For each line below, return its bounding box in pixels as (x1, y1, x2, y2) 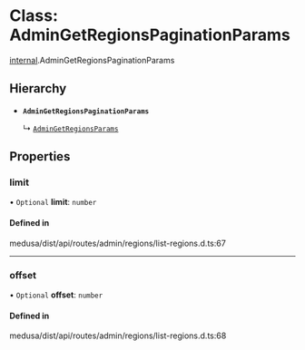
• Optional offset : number (9, 289, 103, 300)
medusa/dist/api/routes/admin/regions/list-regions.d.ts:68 (9, 330, 227, 341)
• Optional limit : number (9, 197, 97, 208)
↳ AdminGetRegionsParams (22, 122, 119, 133)
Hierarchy (9, 81, 67, 96)
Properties (9, 149, 71, 164)
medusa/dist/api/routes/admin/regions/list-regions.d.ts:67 (9, 238, 227, 248)
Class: (9, 5, 59, 26)
